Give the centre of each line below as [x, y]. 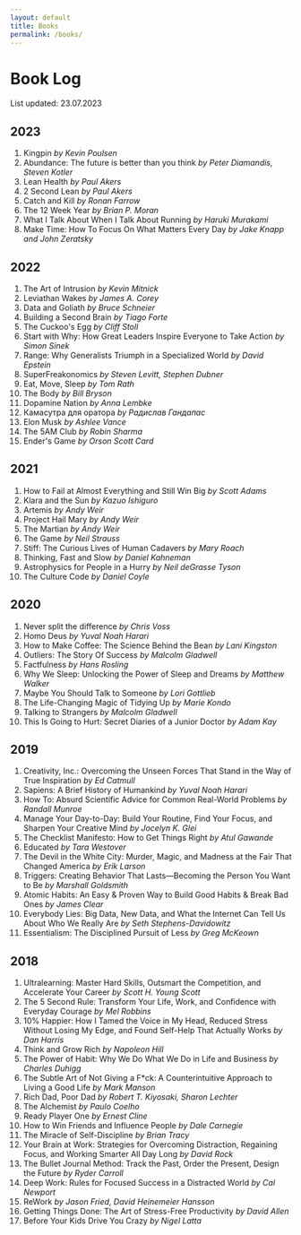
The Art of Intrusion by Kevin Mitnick [91, 289]
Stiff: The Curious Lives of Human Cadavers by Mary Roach [133, 548]
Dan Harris [43, 1040]
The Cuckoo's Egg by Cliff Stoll [81, 326]
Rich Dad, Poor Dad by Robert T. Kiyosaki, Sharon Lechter [130, 1097]
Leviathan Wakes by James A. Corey [91, 298]
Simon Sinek [46, 345]
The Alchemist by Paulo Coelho [81, 1107]
